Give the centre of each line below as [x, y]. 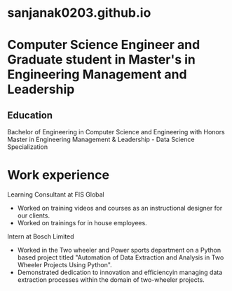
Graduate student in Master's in [102, 60]
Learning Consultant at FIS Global [56, 194]
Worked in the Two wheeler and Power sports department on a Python [119, 250]
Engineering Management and [97, 74]
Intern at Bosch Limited [41, 236]
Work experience [59, 175]
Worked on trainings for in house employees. [82, 223]
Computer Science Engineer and [104, 45]
